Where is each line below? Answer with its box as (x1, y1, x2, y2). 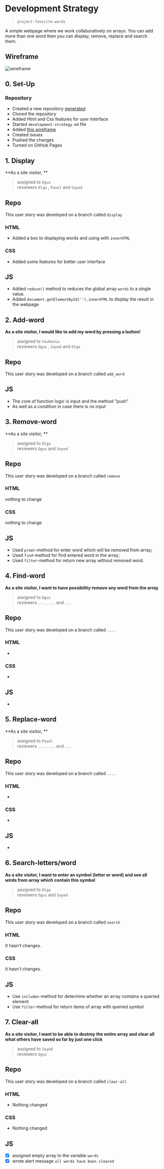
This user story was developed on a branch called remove (5, 473, 120, 479)
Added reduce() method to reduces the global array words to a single (12, 286, 151, 292)
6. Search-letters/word (5, 859, 77, 867)
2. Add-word (5, 316, 45, 324)
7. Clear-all (5, 1018, 39, 1026)
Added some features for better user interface (12, 259, 106, 265)
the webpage (12, 301, 39, 307)
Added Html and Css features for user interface (12, 116, 109, 122)
